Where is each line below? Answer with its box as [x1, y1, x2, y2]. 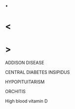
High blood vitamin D [5, 98, 48, 104]
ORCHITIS [5, 89, 26, 95]
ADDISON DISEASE [5, 60, 44, 66]
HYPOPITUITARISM [5, 79, 45, 85]
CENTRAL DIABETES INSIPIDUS [5, 69, 70, 75]
